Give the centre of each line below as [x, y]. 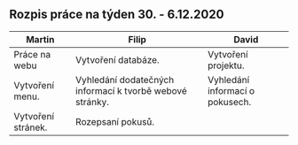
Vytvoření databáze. [117, 59]
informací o [231, 90]
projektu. [226, 65]
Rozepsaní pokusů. [115, 121]
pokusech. [229, 102]
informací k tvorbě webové [131, 90]
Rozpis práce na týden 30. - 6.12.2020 [117, 15]
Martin [40, 39]
